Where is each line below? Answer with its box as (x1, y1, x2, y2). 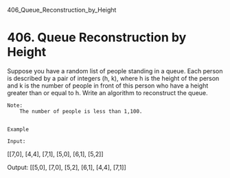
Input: (7, 138, 26, 144)
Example (7, 126, 30, 133)
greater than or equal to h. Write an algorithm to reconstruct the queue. (7, 88, 208, 97)
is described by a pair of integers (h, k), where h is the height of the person (7, 74, 220, 82)
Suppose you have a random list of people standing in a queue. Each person (7, 66, 223, 75)
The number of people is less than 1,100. (19, 107, 143, 115)
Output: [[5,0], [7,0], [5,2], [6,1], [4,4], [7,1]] (7, 163, 126, 171)
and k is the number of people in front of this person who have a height (7, 81, 209, 90)
